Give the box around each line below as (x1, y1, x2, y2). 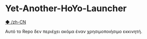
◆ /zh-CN (5, 19, 26, 25)
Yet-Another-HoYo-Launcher (5, 3, 127, 14)
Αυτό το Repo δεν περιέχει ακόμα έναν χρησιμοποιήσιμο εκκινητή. (5, 28, 143, 34)
